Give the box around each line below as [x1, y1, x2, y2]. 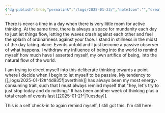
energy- [141, 77, 158, 83]
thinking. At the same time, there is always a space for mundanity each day [5, 26, 157, 32]
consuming [5, 82, 28, 88]
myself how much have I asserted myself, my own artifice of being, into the [5, 52, 157, 58]
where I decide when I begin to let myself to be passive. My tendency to [5, 72, 151, 78]
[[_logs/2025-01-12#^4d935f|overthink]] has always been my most [5, 77, 140, 83]
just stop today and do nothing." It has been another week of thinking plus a [5, 87, 159, 93]
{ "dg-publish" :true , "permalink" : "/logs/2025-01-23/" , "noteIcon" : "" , [5, 7, 148, 12]
